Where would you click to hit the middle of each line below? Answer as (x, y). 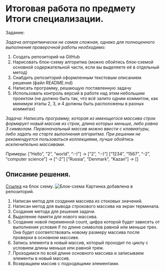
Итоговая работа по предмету (71, 9)
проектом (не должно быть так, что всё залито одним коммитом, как (85, 98)
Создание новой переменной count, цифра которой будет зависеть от (86, 222)
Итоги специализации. (55, 19)
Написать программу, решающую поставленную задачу (72, 88)
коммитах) (24, 109)
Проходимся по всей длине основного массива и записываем (78, 253)
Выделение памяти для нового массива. (55, 217)
